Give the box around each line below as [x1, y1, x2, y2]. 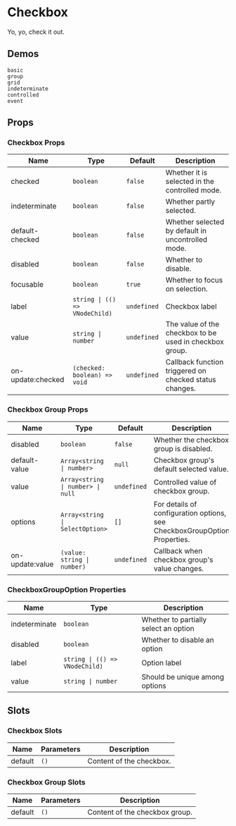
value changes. [153, 563, 204, 573]
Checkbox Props [7, 138, 65, 148]
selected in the [165, 177, 214, 187]
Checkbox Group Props [7, 405, 88, 414]
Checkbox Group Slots [7, 777, 86, 787]
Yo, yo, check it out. [7, 27, 65, 36]
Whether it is [165, 168, 208, 178]
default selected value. [153, 464, 229, 474]
